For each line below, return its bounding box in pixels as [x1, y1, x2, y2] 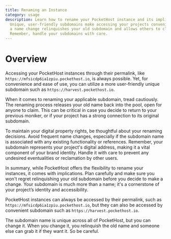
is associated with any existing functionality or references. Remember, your [5, 138, 163, 145]
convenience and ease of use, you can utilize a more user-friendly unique [5, 81, 160, 87]
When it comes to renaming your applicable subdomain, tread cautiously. [5, 96, 159, 102]
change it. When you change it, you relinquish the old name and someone [5, 223, 160, 229]
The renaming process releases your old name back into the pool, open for [5, 102, 162, 108]
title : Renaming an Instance [5, 7, 67, 13]
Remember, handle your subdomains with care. [10, 31, 108, 36]
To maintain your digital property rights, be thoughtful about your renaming [5, 128, 162, 134]
